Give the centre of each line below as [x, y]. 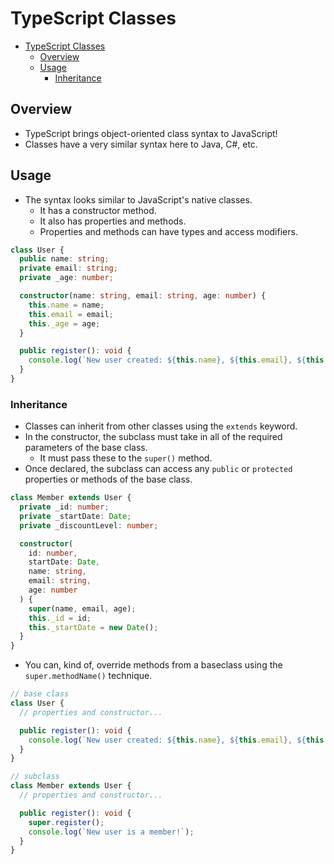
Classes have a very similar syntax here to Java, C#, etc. [141, 144]
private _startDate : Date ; [75, 516]
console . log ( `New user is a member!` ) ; [111, 832]
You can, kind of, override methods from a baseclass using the [153, 665]
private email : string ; [68, 268]
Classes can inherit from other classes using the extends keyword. [161, 426]
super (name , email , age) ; [82, 608]
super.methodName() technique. [88, 676]
